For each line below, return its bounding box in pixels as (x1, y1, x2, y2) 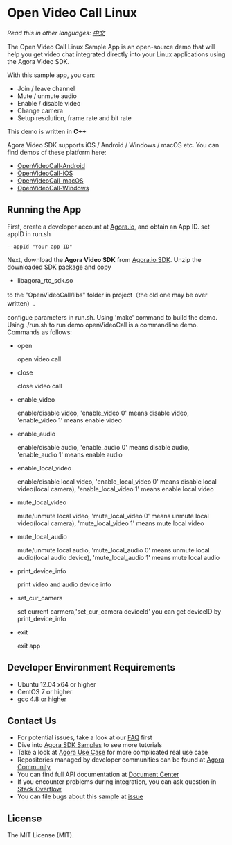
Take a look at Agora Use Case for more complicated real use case (17, 748, 208, 757)
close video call (17, 382, 62, 390)
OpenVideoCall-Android (17, 161, 85, 170)
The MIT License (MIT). (7, 831, 74, 839)
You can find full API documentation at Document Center (17, 770, 179, 779)
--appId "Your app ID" (7, 243, 73, 250)
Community (17, 763, 51, 771)
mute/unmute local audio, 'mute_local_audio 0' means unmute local (17, 545, 210, 554)
